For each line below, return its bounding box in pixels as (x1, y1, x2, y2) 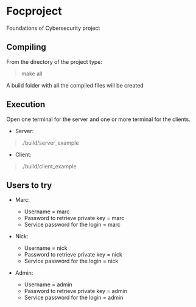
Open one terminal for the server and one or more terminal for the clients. (6, 116, 191, 123)
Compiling (6, 42, 47, 52)
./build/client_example (21, 162, 77, 170)
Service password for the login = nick (24, 257, 119, 265)
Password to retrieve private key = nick (24, 251, 123, 258)
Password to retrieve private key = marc (24, 215, 125, 222)
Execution (6, 99, 46, 110)
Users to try (6, 180, 52, 190)
